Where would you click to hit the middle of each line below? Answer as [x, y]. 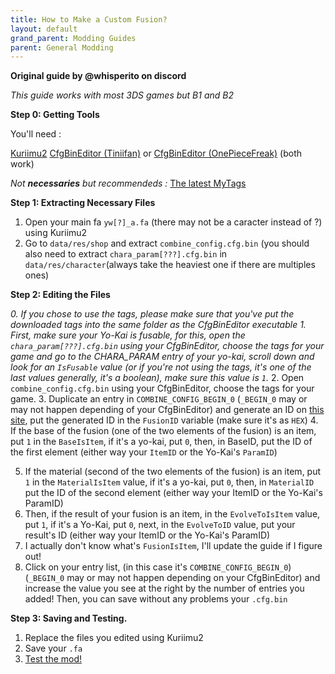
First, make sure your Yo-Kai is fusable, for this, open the [128, 335]
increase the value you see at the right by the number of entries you [164, 588]
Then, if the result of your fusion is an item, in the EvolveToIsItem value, [172, 514]
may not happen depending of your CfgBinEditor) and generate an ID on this [167, 410]
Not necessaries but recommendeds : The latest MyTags [128, 183]
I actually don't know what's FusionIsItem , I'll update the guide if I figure [173, 546]
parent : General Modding [62, 47]
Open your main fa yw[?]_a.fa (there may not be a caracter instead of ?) [173, 222]
